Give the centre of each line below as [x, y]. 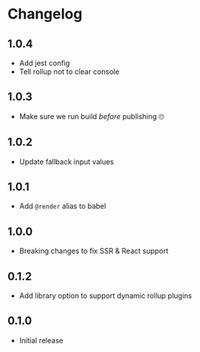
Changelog [45, 14]
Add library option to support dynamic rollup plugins [105, 296]
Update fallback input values [66, 161]
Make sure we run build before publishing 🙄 [92, 116]
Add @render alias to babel [62, 206]
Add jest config [44, 63]
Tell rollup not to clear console [69, 72]
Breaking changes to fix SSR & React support [94, 251]
